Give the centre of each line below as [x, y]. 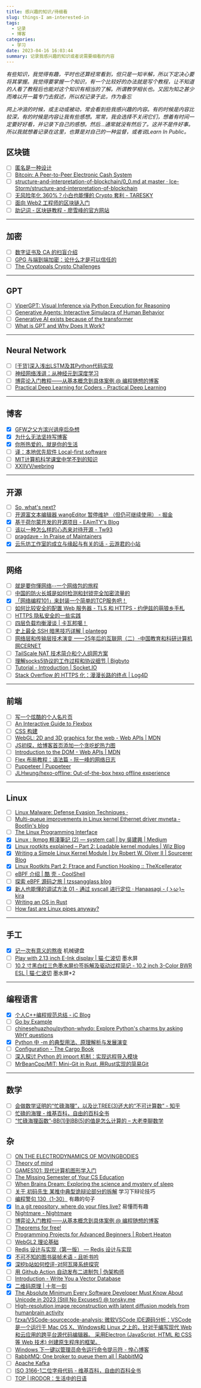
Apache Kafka [32, 1363]
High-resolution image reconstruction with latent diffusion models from [102, 1306]
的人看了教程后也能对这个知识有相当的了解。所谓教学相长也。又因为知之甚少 [100, 89]
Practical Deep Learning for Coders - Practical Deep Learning [91, 387]
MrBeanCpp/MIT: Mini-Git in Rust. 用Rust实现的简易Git [82, 1064]
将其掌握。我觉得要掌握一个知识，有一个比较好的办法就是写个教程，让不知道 [100, 81]
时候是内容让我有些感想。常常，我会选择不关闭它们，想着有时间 [110, 117]
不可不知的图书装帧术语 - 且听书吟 [57, 1256]
